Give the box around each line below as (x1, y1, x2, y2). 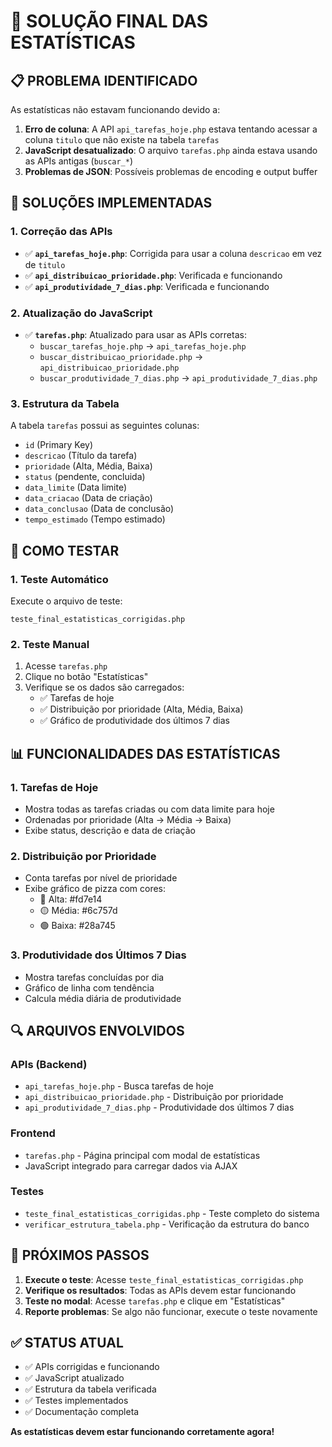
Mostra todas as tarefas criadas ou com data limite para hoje (24, 803, 275, 815)
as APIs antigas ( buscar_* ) (24, 155, 134, 167)
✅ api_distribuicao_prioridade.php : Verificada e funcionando (24, 269, 283, 281)
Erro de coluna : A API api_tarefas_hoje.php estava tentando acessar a (24, 123, 318, 135)
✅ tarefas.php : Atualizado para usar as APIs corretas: (24, 328, 247, 340)
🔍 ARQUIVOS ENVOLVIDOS (10, 1022, 185, 1039)
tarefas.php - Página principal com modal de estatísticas (24, 1149, 261, 1161)
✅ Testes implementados (24, 1395, 129, 1407)
